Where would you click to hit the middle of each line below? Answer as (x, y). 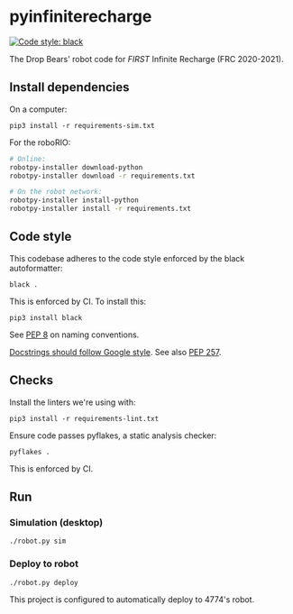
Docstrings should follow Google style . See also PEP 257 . (115, 352)
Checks (32, 380)
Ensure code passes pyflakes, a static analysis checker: (113, 435)
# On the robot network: (56, 192)
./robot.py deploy (44, 582)
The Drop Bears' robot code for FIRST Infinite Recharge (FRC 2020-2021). (146, 59)
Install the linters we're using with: (73, 402)
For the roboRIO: (40, 142)
